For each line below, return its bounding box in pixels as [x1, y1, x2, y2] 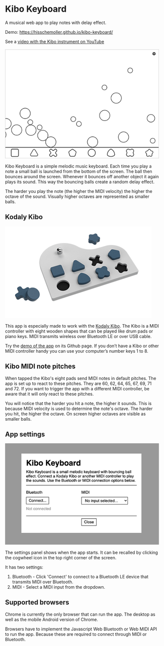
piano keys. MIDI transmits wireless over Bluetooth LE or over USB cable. [5, 333, 152, 339]
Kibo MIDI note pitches [5, 362, 76, 371]
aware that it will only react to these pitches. [5, 391, 94, 397]
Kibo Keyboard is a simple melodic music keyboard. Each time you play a [5, 163, 152, 169]
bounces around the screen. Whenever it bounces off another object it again [5, 173, 159, 179]
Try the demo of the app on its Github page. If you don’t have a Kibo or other [5, 343, 159, 349]
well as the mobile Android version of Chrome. [5, 616, 99, 622]
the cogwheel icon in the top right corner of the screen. [5, 555, 117, 561]
